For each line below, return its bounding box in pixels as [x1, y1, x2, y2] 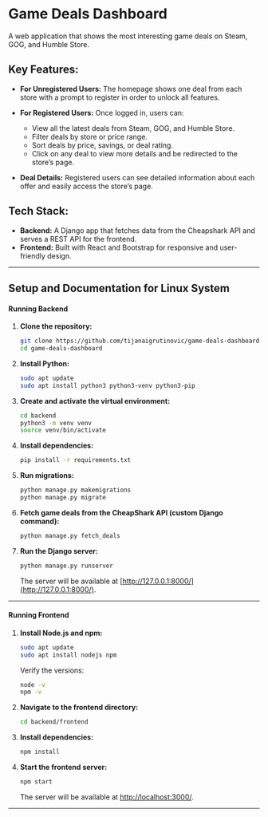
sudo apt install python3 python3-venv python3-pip [19, 381, 195, 389]
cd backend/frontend [19, 718, 89, 726]
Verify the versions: [19, 665, 85, 675]
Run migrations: [19, 471, 74, 480]
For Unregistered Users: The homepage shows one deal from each [19, 84, 242, 93]
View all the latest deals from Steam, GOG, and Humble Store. [31, 123, 235, 132]
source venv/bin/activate [19, 426, 106, 435]
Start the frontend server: [19, 763, 108, 772]
